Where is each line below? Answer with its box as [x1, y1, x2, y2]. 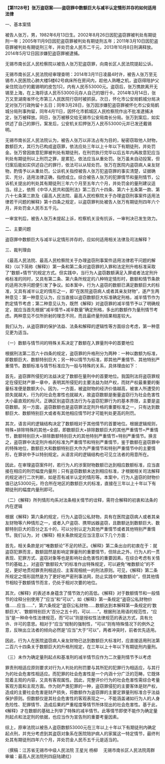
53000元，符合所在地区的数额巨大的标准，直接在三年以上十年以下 [18, 481, 152, 486]
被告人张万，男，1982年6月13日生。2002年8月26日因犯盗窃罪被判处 [5, 32, 144, 37]
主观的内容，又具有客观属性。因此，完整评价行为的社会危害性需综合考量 [13, 677, 160, 683]
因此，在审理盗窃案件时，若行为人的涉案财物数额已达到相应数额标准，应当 [5, 462, 156, 468]
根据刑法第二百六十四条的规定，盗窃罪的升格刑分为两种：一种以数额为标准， [5, 350, 160, 356]
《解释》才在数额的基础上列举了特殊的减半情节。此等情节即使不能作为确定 [5, 708, 154, 714]
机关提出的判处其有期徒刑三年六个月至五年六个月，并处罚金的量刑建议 [9, 180, 151, 186]
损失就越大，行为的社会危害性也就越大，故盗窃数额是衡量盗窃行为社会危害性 [5, 392, 160, 397]
